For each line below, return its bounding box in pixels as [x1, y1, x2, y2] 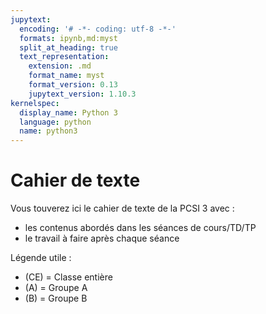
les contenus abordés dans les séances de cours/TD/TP [24, 222, 257, 234]
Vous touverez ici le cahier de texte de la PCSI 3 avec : [10, 202, 235, 215]
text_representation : [19, 52, 110, 62]
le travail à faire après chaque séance [24, 232, 180, 245]
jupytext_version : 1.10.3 [28, 89, 137, 99]
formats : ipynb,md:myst [19, 33, 118, 43]
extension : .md [28, 61, 92, 71]
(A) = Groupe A [24, 282, 88, 294]
